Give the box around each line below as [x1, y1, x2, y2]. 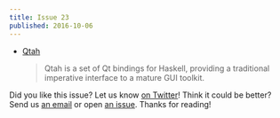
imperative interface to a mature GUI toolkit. [44, 72, 205, 83]
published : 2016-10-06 [9, 21, 93, 30]
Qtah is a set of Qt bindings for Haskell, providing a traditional [44, 63, 270, 74]
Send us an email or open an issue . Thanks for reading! [9, 98, 212, 109]
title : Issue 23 [9, 12, 69, 22]
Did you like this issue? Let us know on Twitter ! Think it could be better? [9, 90, 272, 100]
